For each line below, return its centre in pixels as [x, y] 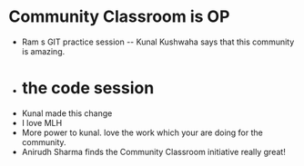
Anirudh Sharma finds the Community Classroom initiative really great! [153, 151]
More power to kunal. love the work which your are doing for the [142, 132]
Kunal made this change [67, 113]
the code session [88, 88]
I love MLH [42, 122]
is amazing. [43, 51]
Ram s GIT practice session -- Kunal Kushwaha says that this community [158, 42]
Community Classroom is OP [119, 17]
